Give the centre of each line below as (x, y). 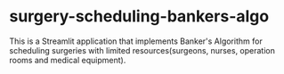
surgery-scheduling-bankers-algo (139, 16)
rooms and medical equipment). (68, 60)
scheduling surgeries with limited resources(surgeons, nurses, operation (142, 50)
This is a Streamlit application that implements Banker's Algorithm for (136, 41)
